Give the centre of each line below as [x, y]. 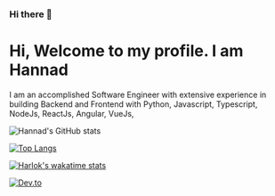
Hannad [39, 70]
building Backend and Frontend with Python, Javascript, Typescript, [133, 104]
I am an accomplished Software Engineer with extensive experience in [138, 94]
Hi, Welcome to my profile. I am [126, 51]
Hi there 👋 [31, 14]
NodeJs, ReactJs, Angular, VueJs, [72, 113]
